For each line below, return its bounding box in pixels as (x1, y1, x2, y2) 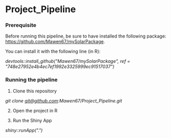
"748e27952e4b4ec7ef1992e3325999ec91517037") (5, 63, 115, 70)
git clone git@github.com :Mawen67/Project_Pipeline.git (5, 97, 123, 103)
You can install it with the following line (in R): (5, 48, 101, 54)
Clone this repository (12, 88, 57, 94)
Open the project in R (12, 108, 58, 114)
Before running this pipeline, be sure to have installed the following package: (5, 33, 166, 39)
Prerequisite (5, 22, 37, 29)
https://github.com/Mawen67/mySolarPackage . (5, 39, 105, 45)
